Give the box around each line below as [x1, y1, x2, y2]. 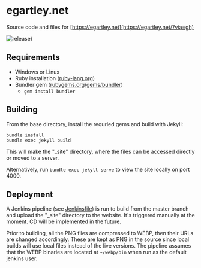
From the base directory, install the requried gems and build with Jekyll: [6, 120, 184, 127]
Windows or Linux [14, 68, 60, 75]
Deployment [6, 189, 53, 199]
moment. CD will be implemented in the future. [6, 218, 122, 225]
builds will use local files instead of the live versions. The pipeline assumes [6, 242, 191, 249]
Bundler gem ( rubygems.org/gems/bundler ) [14, 81, 123, 88]
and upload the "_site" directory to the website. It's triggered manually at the [6, 212, 195, 219]
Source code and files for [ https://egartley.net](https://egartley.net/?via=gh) [6, 23, 194, 31]
